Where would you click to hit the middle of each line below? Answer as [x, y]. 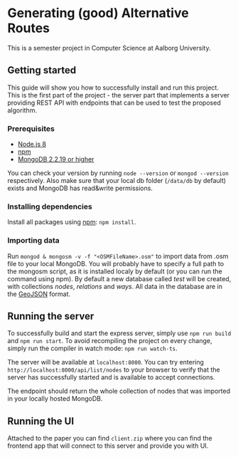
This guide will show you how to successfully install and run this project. [113, 88]
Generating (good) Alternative [98, 13]
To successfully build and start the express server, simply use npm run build [119, 333]
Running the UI [41, 421]
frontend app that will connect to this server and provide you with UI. [108, 446]
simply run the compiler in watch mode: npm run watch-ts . [92, 348]
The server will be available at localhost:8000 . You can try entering [106, 362]
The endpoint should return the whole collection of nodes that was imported [119, 391]
